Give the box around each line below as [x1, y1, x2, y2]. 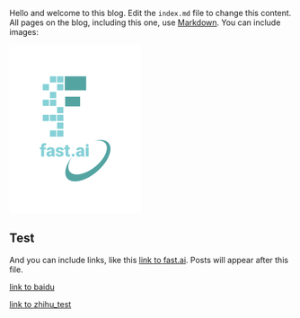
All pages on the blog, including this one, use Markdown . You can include [9, 17, 281, 28]
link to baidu [9, 281, 56, 292]
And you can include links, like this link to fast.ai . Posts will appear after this [9, 254, 289, 265]
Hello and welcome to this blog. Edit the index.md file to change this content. [9, 8, 292, 18]
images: [9, 27, 39, 37]
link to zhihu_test [9, 298, 72, 309]
